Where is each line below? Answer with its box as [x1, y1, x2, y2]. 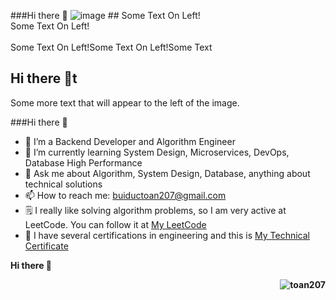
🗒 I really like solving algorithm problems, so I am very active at [24, 204, 287, 216]
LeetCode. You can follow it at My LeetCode [24, 218, 207, 230]
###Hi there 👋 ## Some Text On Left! [10, 10, 201, 21]
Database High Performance [24, 156, 143, 169]
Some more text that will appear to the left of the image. [10, 96, 240, 109]
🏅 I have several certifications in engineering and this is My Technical [24, 229, 310, 241]
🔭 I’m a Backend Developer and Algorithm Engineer [24, 135, 236, 147]
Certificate [24, 240, 69, 252]
